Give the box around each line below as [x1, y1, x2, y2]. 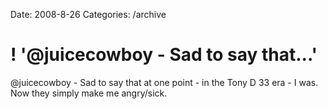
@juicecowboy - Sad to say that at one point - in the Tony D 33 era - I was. [10, 76, 319, 88]
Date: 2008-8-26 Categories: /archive [10, 9, 167, 20]
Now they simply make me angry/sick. [10, 87, 168, 99]
